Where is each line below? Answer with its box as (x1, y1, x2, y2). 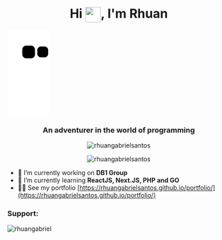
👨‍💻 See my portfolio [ (17, 184, 80, 192)
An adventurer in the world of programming (42, 125, 196, 135)
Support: (7, 209, 39, 219)
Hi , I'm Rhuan (69, 6, 168, 22)
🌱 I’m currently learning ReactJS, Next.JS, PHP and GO (17, 176, 180, 185)
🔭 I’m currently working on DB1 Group (17, 169, 128, 177)
